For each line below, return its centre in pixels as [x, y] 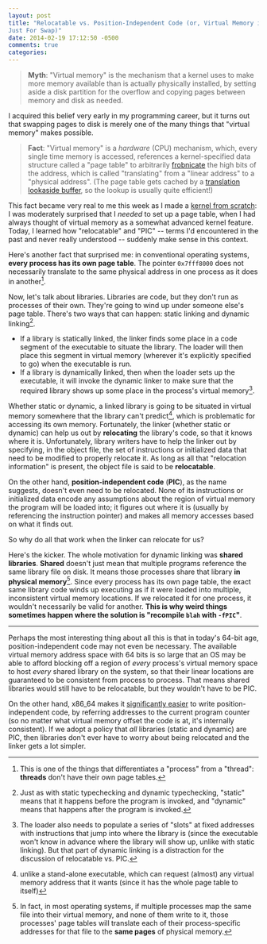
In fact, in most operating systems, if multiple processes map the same [135, 907]
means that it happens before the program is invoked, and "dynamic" [133, 801]
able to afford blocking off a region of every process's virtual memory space [133, 663]
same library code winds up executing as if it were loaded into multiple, [125, 590]
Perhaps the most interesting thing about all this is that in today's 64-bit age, [133, 638]
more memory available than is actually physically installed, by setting [142, 83]
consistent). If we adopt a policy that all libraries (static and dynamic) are [128, 729]
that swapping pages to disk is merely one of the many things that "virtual [129, 124]
